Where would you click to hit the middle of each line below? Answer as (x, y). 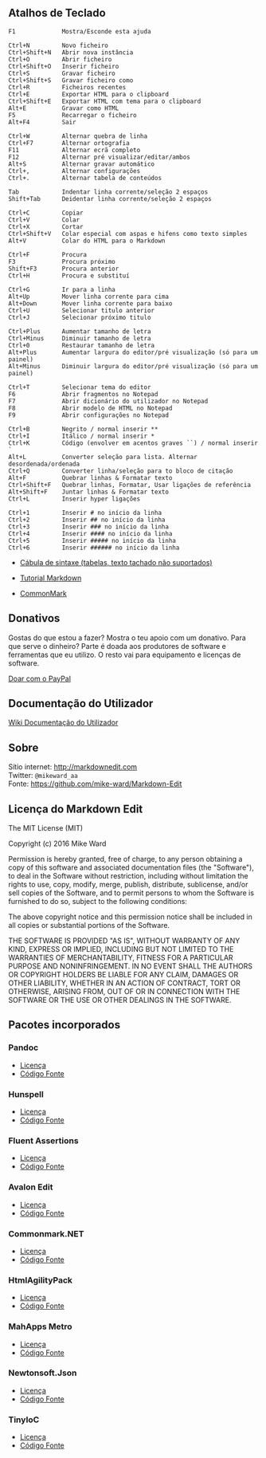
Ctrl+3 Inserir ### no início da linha (89, 527)
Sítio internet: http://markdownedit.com (73, 767)
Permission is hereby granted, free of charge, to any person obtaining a (125, 859)
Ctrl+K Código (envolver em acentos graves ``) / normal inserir (133, 443)
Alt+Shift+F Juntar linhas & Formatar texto (89, 492)
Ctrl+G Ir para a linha (62, 289)
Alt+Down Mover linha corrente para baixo (90, 303)
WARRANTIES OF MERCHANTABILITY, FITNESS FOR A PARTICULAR (121, 958)
